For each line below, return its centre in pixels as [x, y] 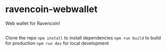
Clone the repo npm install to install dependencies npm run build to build [83, 38]
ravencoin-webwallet [52, 9]
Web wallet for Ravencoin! [33, 23]
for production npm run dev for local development [57, 43]
